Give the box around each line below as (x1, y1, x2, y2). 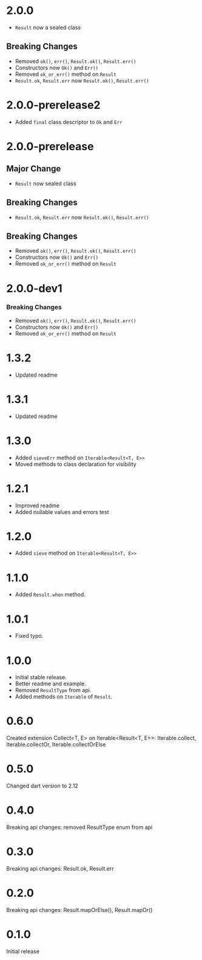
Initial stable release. (15, 674, 67, 681)
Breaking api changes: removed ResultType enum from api (6, 824, 153, 831)
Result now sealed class (15, 180, 77, 187)
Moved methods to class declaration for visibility (15, 460, 136, 468)
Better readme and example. (15, 680, 87, 687)
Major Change (6, 163, 61, 174)
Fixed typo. (15, 633, 44, 640)
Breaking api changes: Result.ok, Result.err (6, 865, 114, 873)
